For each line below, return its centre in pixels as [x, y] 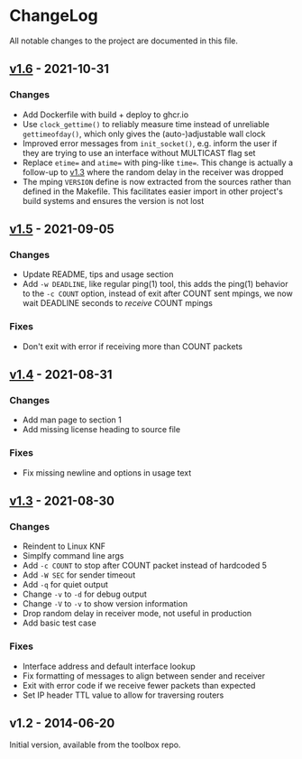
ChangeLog [54, 16]
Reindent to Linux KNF [64, 546]
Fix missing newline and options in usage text [107, 472]
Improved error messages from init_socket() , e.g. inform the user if [150, 143]
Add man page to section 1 [72, 420]
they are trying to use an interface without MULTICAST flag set [139, 153]
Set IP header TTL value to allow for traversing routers [123, 695]
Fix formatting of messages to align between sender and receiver [144, 676]
